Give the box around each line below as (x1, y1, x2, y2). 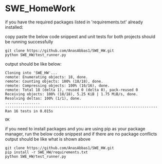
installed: (5, 24, 23, 30)
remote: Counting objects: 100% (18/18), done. (5, 79, 104, 84)
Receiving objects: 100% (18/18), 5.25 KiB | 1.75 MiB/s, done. (5, 91, 138, 96)
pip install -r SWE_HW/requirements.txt (5, 149, 89, 155)
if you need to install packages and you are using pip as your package (5, 126, 145, 131)
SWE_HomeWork (5, 3, 75, 14)
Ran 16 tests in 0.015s (5, 109, 54, 113)
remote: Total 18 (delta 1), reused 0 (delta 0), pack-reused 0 (5, 87, 138, 92)
